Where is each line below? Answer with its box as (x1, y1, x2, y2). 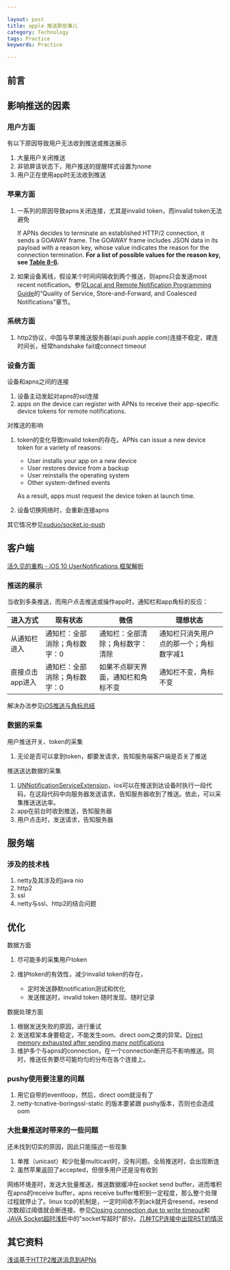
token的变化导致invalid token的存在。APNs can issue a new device (16, 436, 206, 444)
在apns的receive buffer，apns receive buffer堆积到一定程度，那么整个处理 (7, 1188, 218, 1197)
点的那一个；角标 (159, 639, 214, 649)
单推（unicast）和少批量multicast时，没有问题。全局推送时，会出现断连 (16, 1157, 220, 1165)
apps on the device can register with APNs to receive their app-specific (16, 400, 219, 408)
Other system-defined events (27, 479, 111, 487)
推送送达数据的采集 (7, 767, 62, 775)
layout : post (7, 16, 44, 23)
